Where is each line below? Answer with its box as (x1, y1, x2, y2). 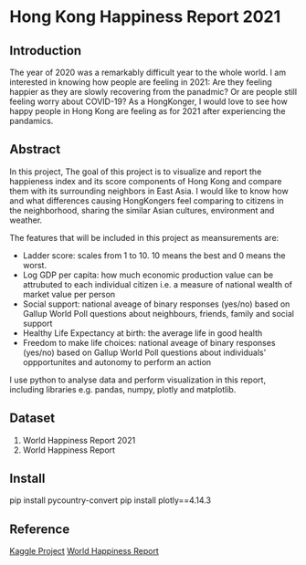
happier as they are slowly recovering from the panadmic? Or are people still (9, 87, 298, 97)
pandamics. (9, 116, 54, 126)
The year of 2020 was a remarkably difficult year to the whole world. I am (9, 67, 286, 78)
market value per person (22, 288, 116, 299)
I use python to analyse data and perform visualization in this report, (9, 374, 267, 385)
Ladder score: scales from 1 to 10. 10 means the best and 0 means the (22, 249, 286, 261)
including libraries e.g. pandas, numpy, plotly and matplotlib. (9, 383, 237, 394)
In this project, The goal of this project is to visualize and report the (9, 166, 262, 177)
